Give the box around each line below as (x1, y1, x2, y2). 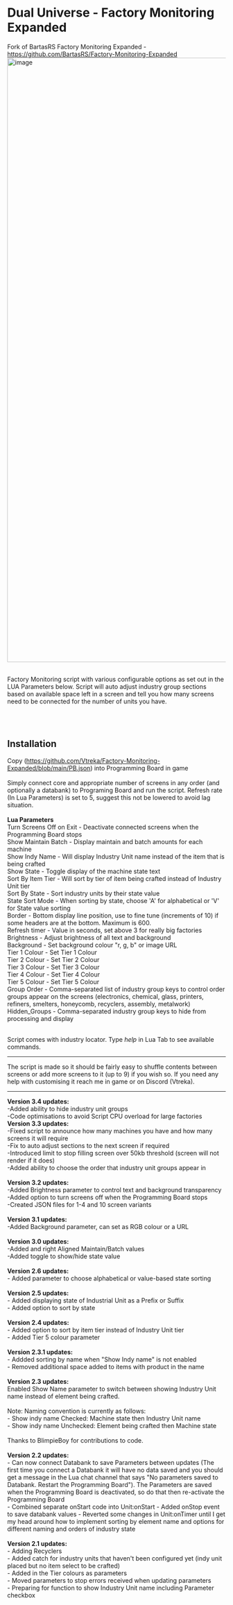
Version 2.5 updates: (7, 1289, 69, 1297)
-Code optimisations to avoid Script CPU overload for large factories (7, 1112, 202, 1120)
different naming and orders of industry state (7, 1525, 136, 1533)
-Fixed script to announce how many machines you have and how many (7, 1126, 213, 1135)
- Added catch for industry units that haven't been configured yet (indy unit (7, 1554, 223, 1562)
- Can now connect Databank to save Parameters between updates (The (7, 1458, 215, 1466)
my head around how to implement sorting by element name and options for (7, 1517, 225, 1525)
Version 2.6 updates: (7, 1267, 69, 1275)
